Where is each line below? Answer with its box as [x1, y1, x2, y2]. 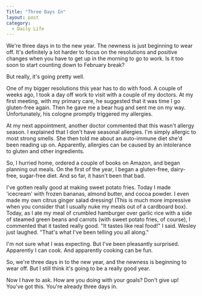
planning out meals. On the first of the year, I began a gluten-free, [6, 166, 170, 173]
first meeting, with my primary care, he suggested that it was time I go [6, 98, 181, 105]
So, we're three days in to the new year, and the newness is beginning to [6, 259, 187, 266]
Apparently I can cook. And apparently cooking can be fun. [6, 247, 153, 254]
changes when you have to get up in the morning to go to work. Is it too [6, 55, 184, 62]
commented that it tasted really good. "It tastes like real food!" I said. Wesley [6, 222, 197, 230]
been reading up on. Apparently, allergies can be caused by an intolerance [6, 141, 192, 148]
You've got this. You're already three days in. [6, 283, 118, 290]
